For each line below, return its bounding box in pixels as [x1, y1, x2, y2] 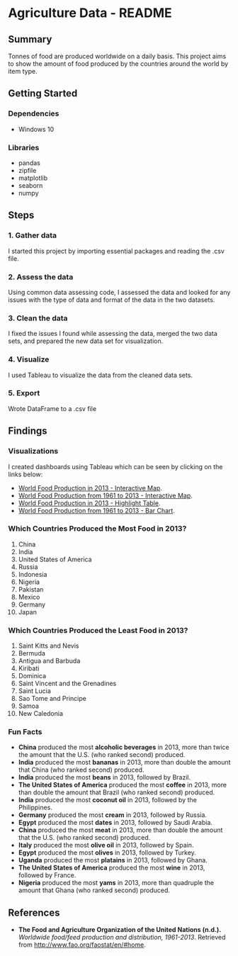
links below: [8, 470, 43, 478]
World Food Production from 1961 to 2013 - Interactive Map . [18, 491, 193, 500]
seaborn [18, 181, 43, 189]
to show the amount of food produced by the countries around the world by [8, 60, 229, 68]
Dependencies [8, 108, 59, 118]
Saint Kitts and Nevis [18, 641, 79, 650]
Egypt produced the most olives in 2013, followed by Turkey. [18, 848, 197, 857]
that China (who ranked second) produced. [18, 765, 144, 774]
